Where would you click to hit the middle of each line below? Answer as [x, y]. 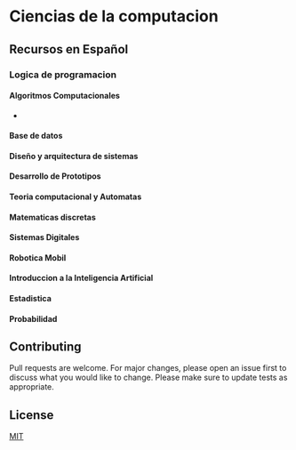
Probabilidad [33, 318]
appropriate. [32, 387]
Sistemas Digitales [44, 237]
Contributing [45, 347]
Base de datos [36, 136]
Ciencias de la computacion [114, 16]
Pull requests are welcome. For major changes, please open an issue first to [148, 368]
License [32, 415]
